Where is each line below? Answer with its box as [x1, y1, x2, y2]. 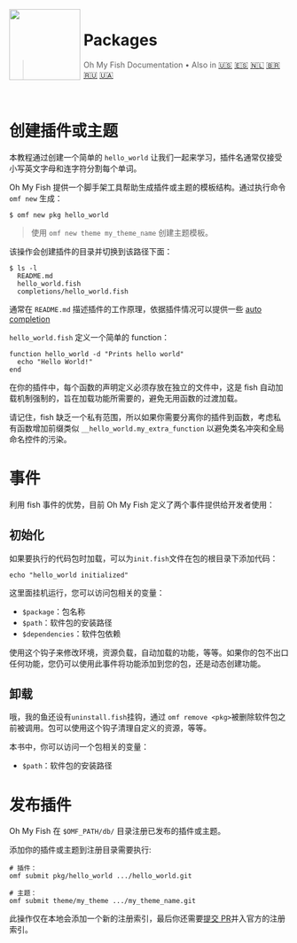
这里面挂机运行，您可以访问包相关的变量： [9, 587, 165, 597]
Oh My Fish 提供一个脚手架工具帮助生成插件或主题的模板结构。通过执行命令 [9, 182, 286, 192]
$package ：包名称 [21, 606, 86, 617]
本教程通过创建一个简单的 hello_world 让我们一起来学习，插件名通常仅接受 [9, 152, 283, 162]
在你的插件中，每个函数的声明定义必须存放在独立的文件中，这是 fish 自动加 [9, 381, 284, 393]
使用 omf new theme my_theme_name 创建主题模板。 [30, 227, 213, 238]
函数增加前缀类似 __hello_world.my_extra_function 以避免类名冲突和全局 [16, 423, 285, 433]
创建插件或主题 [9, 121, 119, 141]
